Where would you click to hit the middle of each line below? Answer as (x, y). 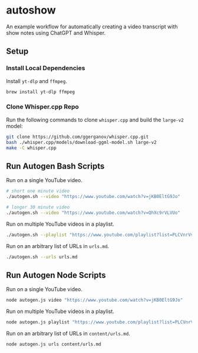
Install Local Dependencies (46, 68)
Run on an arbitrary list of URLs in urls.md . (58, 246)
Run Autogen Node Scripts (56, 275)
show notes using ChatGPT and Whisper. (56, 32)
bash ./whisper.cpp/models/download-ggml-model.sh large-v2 (82, 142)
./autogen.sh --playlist (37, 235)
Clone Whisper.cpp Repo (43, 107)
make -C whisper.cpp (32, 148)
